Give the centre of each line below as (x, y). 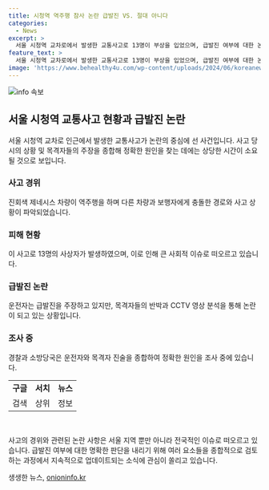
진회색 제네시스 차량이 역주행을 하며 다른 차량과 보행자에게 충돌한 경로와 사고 (128, 202)
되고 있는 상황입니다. (49, 316)
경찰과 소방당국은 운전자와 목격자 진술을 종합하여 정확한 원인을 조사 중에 (120, 357)
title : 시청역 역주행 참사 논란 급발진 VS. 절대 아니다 (88, 16)
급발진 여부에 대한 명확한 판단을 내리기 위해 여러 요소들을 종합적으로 (137, 450)
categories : (28, 23)
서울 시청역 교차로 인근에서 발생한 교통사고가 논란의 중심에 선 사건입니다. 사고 (129, 140)
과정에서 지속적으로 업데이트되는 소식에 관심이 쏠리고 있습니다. (120, 460)
